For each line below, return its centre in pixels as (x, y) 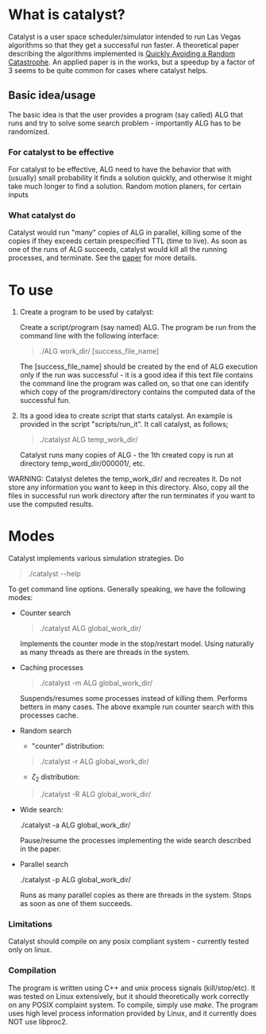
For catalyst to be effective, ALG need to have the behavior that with (120, 169)
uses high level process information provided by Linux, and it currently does (132, 1013)
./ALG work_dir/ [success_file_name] (99, 351)
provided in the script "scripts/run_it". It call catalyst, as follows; (124, 424)
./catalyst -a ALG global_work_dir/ (75, 825)
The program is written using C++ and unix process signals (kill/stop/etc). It (132, 988)
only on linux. (30, 950)
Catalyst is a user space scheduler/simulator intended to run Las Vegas (125, 37)
